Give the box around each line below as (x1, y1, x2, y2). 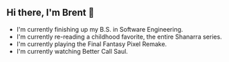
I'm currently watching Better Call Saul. (16, 47, 129, 55)
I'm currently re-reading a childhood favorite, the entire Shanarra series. (16, 32, 222, 41)
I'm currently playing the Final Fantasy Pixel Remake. (16, 39, 167, 48)
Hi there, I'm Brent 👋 (6, 7, 95, 19)
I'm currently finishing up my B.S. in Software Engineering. (16, 25, 183, 33)
